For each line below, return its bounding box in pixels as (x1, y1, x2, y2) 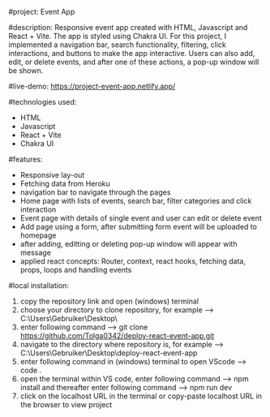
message (19, 247, 51, 257)
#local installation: (8, 281, 69, 290)
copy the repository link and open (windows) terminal (19, 296, 199, 306)
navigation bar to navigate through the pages (19, 187, 171, 197)
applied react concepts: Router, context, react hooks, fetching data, (19, 256, 246, 266)
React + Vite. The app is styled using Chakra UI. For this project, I (8, 32, 227, 41)
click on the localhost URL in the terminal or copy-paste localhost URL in (19, 391, 262, 401)
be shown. (8, 66, 44, 75)
